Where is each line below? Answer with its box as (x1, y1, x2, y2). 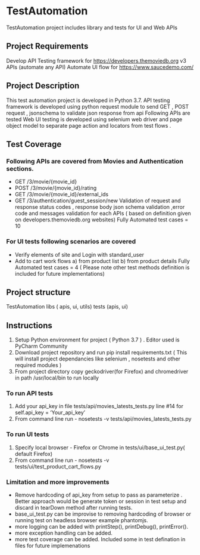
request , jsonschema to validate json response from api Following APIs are (6, 109, 190, 116)
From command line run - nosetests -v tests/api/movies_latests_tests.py (14, 415, 192, 423)
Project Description (6, 81, 80, 91)
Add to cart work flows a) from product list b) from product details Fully (14, 257, 190, 264)
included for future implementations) (14, 270, 105, 277)
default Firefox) (14, 450, 53, 457)
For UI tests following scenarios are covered (6, 238, 136, 246)
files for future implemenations (14, 542, 90, 550)
